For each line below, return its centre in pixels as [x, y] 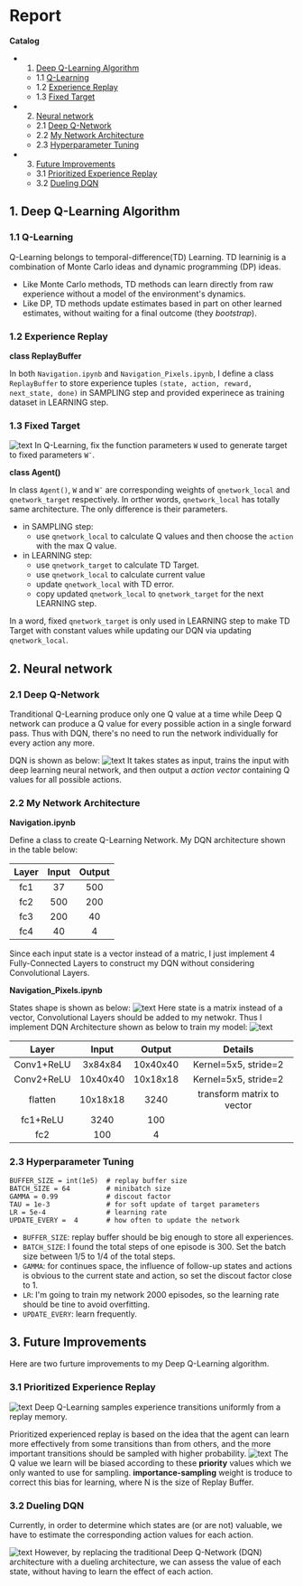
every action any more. [52, 743]
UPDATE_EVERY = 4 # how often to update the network [125, 1220]
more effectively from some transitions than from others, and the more [140, 1443]
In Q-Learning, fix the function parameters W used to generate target [161, 446]
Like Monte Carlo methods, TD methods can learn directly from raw [147, 284]
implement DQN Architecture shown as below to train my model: [129, 1028]
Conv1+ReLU [42, 1065]
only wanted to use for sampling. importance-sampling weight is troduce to [151, 1472]
